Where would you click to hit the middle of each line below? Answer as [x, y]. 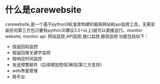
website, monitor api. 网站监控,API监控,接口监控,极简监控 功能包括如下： [77, 36]
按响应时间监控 [27, 58]
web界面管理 [25, 70]
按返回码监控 [25, 46]
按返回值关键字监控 [31, 52]
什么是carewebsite [43, 10]
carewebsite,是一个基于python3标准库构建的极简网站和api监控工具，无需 [78, 24]
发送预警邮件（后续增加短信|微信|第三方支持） [58, 64]
